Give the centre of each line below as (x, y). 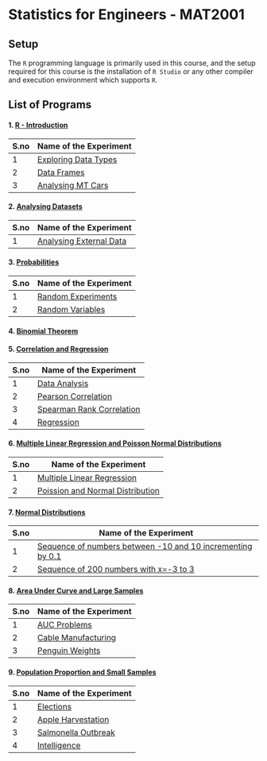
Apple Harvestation (73, 719)
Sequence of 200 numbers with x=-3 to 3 (116, 570)
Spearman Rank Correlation (89, 409)
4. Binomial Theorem (43, 330)
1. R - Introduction (38, 125)
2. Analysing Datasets (46, 207)
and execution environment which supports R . (83, 80)
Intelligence (59, 745)
